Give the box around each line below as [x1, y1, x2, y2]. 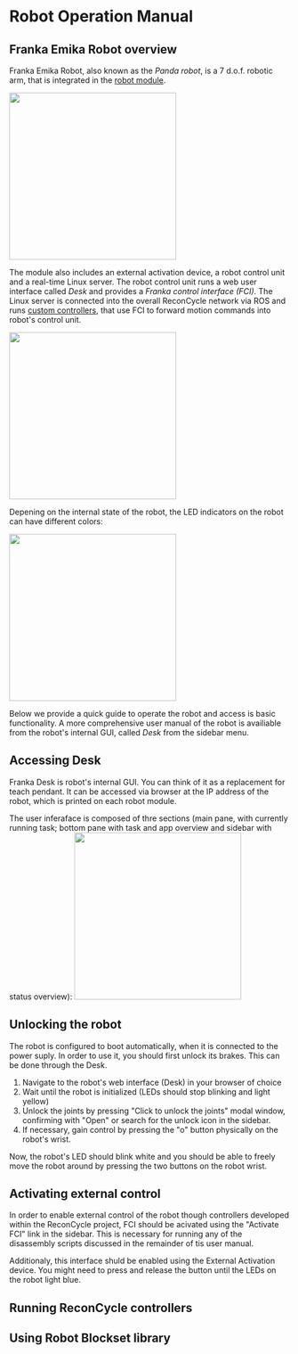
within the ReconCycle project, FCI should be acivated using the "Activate [9, 1219, 279, 1230]
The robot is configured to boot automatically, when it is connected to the [9, 1040, 278, 1051]
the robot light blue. [9, 1275, 82, 1285]
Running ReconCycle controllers [9, 1300, 193, 1316]
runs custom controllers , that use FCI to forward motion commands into [9, 305, 271, 316]
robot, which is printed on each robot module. [9, 795, 177, 806]
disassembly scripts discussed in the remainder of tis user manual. [9, 1238, 254, 1249]
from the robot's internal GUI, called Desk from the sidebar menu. [9, 727, 249, 737]
